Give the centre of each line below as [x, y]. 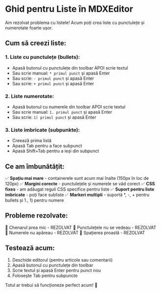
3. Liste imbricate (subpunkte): [42, 130]
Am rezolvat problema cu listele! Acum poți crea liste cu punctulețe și [75, 23]
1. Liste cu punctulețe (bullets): [43, 57]
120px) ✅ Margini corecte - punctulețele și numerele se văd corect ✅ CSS [80, 184]
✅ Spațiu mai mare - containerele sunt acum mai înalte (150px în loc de [77, 178]
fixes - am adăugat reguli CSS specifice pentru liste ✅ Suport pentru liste [80, 189]
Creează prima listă [32, 141]
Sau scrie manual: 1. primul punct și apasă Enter [62, 112]
